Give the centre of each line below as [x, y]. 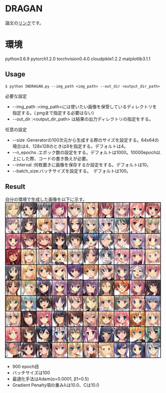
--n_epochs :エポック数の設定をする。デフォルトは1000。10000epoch [84, 152]
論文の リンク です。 [24, 23]
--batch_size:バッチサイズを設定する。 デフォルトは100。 [71, 171]
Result [15, 187]
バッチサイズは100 [31, 372]
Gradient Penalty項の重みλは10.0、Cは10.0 [56, 385]
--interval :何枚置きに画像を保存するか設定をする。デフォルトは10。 [82, 165]
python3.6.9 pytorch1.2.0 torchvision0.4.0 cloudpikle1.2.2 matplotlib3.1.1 [78, 59]
